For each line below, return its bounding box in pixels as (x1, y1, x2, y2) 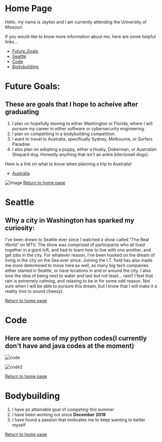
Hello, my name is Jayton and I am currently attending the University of (5, 19, 147, 25)
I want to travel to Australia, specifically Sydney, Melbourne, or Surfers (12, 136, 153, 141)
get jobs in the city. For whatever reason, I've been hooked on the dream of (5, 252, 155, 258)
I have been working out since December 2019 (12, 411, 106, 417)
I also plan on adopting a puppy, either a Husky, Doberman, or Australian (12, 146, 157, 152)
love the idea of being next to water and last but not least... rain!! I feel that (5, 273, 153, 279)
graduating (5, 107, 39, 116)
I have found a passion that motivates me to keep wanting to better (12, 417, 146, 423)
